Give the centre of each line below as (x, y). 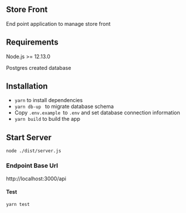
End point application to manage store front (58, 23)
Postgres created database (39, 67)
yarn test (18, 204)
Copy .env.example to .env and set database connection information (97, 113)
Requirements (32, 43)
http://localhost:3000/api (36, 178)
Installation (27, 87)
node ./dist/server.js (34, 151)
